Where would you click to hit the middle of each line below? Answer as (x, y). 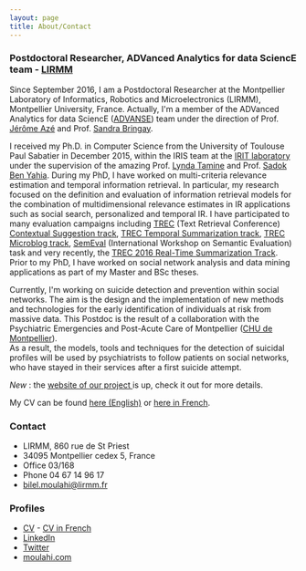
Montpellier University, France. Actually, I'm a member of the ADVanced (145, 109)
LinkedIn (39, 538)
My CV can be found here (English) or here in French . (110, 402)
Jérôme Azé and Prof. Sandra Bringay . (81, 128)
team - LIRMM (41, 69)
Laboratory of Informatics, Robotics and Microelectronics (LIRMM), (136, 99)
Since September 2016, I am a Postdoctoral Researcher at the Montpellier (148, 89)
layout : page (34, 18)
